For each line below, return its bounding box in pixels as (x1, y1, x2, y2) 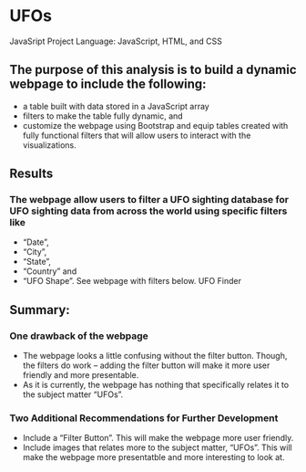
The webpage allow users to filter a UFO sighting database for (9, 194, 290, 206)
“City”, (22, 246, 47, 257)
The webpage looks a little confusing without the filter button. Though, (22, 351, 288, 362)
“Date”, (22, 236, 50, 247)
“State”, (22, 257, 52, 267)
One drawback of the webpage (9, 330, 148, 342)
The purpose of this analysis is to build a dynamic (9, 62, 297, 78)
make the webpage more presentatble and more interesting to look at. (22, 452, 285, 463)
